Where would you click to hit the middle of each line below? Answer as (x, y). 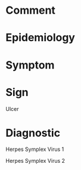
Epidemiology (40, 38)
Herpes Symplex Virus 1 (35, 149)
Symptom (30, 65)
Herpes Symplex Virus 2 (35, 161)
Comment (31, 10)
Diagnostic (33, 133)
